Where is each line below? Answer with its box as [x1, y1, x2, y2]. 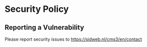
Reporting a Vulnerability [4, 23, 84, 32]
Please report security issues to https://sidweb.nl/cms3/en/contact [4, 36, 143, 42]
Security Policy [4, 3, 69, 15]
